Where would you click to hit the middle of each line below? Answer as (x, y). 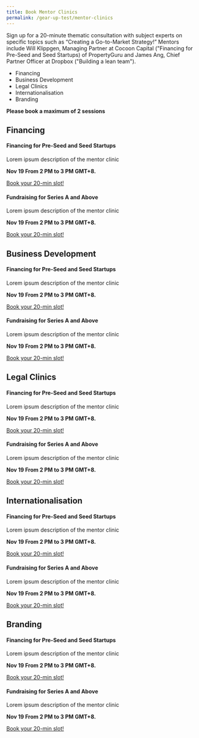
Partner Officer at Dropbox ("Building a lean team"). (71, 61)
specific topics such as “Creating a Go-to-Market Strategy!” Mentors (93, 42)
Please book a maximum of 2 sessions (56, 111)
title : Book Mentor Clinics (42, 12)
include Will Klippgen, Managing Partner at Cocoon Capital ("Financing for (100, 48)
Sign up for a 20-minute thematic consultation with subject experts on (94, 35)
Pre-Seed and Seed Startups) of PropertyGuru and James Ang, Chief (93, 55)
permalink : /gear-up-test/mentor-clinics (60, 18)
